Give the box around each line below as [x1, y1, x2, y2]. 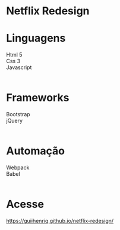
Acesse [6, 198, 45, 211]
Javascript [6, 64, 32, 71]
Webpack [6, 164, 30, 171]
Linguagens [6, 32, 66, 45]
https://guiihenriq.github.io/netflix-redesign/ [6, 217, 114, 224]
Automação [6, 144, 65, 158]
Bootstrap [6, 111, 31, 118]
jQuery [6, 117, 23, 125]
